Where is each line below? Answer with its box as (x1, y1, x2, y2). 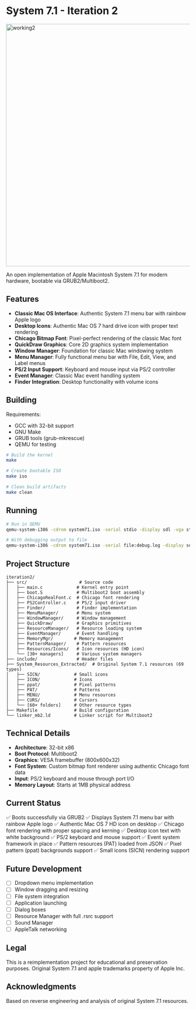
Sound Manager (14, 919, 54, 926)
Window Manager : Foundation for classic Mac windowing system (14, 347, 173, 354)
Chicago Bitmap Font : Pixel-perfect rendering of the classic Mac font (14, 335, 182, 342)
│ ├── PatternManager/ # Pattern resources (6, 641, 127, 647)
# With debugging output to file (6, 537, 87, 543)
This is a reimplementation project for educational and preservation (6, 959, 168, 966)
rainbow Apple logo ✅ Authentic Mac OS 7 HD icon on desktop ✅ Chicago (6, 820, 184, 827)
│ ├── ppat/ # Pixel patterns (6, 682, 116, 688)
